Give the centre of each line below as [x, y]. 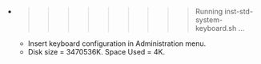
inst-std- [239, 11]
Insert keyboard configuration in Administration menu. [117, 43]
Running [209, 11]
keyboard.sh [216, 28]
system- [209, 20]
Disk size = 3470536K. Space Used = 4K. [96, 52]
